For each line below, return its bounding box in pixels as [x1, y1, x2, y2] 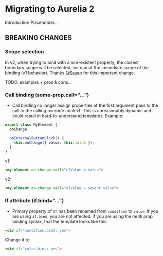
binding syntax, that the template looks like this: [12, 218, 108, 225]
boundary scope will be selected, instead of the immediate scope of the [5, 64, 149, 70]
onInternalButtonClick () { [9, 136, 64, 140]
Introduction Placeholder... [5, 20, 58, 25]
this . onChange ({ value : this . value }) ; [14, 140, 95, 145]
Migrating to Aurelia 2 [5, 3, 95, 15]
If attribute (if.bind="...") [5, 197, 64, 204]
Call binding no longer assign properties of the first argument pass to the [12, 102, 159, 108]
